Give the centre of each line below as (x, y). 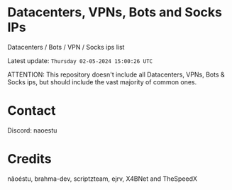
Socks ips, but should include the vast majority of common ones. (102, 82)
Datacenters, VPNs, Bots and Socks (115, 12)
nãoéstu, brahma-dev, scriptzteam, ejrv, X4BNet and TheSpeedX (102, 179)
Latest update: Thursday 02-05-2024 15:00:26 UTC (80, 60)
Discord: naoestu (32, 130)
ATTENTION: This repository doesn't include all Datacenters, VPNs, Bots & (116, 74)
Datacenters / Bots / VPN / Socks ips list (66, 47)
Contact (32, 111)
